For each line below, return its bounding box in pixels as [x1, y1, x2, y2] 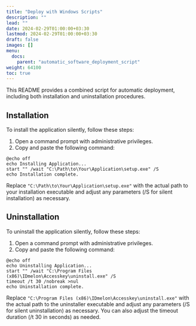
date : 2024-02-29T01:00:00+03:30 [6, 25, 90, 32]
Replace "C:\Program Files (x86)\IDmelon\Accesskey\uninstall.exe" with [6, 294, 189, 301]
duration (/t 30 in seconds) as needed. [6, 313, 101, 321]
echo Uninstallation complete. [6, 283, 84, 289]
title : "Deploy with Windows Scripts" [6, 8, 103, 15]
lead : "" [6, 20, 28, 26]
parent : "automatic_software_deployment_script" [17, 59, 140, 65]
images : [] [6, 43, 33, 49]
